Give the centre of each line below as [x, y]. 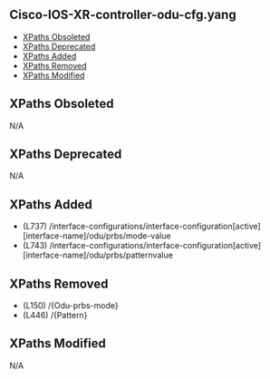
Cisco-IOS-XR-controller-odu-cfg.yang [123, 15]
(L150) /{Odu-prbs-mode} [71, 306]
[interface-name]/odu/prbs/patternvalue [98, 255]
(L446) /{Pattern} [55, 316]
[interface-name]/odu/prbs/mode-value [96, 236]
